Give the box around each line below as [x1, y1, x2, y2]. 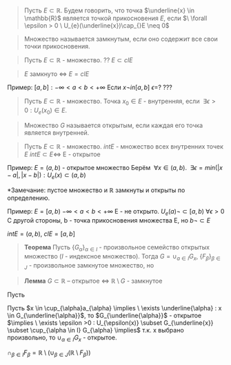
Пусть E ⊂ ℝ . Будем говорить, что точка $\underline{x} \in [23, 6, 195, 15]
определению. [7, 194, 50, 203]
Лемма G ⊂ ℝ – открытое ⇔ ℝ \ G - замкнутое [23, 277, 163, 285]
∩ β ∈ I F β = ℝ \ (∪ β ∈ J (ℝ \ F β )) [7, 348, 91, 359]
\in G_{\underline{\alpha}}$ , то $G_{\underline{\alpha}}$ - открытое [7, 311, 202, 319]
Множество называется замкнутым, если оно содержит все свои [23, 35, 219, 43]
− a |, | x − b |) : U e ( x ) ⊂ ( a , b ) [7, 171, 86, 180]
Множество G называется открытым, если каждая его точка [23, 121, 203, 129]
